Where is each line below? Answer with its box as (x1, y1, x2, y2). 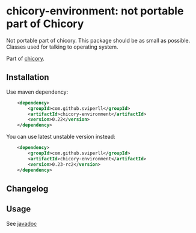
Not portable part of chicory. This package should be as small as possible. (6, 37, 191, 44)
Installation (6, 72, 49, 82)
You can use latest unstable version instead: (6, 133, 115, 141)
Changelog (6, 183, 49, 193)
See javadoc (6, 220, 37, 227)
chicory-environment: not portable (6, 4, 184, 18)
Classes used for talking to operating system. (6, 43, 118, 50)
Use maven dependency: (6, 88, 69, 95)
